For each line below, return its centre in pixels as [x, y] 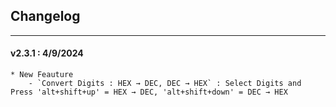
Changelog [45, 16]
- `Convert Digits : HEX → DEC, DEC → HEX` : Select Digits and [165, 84]
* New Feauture [42, 75]
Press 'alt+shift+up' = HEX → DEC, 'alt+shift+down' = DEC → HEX [149, 92]
